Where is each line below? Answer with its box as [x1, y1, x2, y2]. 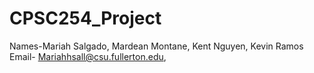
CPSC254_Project [9, 7, 162, 30]
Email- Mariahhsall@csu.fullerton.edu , [9, 50, 167, 62]
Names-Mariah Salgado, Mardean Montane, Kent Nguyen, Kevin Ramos [9, 40, 304, 52]
